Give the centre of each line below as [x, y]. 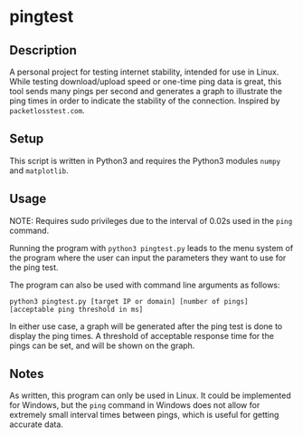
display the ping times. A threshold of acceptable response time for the [142, 335]
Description [43, 50]
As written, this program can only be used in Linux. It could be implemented [150, 395]
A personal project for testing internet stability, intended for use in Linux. [144, 72]
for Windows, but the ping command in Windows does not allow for [135, 405]
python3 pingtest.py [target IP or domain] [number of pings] [129, 301]
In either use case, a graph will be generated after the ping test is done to [146, 326]
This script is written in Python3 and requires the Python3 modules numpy [145, 160]
